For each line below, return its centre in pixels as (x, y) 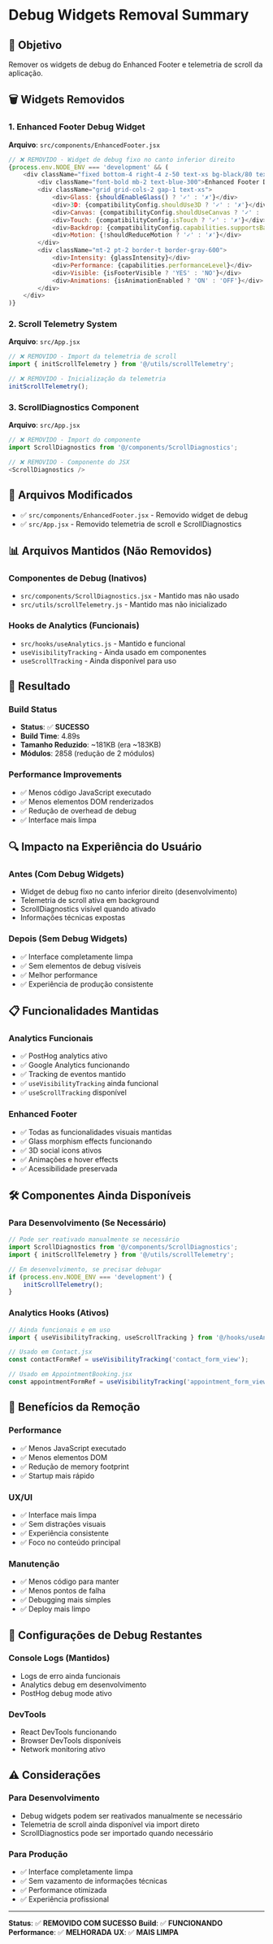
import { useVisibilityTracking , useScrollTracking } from (110, 1337)
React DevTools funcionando (69, 1732)
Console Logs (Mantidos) (59, 1659)
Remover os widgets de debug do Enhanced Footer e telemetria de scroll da (136, 64)
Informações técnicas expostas (73, 918)
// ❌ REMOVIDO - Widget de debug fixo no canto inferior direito (122, 159)
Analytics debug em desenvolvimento (83, 1685)
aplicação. (26, 73)
